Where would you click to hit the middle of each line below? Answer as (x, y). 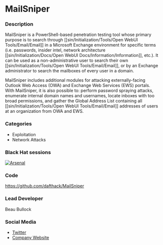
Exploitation (24, 134)
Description (19, 24)
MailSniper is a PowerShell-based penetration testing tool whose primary (78, 35)
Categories (18, 124)
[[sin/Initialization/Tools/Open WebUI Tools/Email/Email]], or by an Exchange (81, 66)
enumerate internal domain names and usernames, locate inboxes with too (80, 96)
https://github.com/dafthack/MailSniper (45, 186)
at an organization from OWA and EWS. (45, 111)
